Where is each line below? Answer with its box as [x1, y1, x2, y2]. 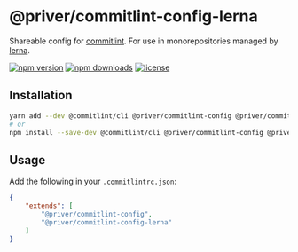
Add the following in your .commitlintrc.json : [9, 176, 177, 187]
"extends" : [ [25, 201, 74, 210]
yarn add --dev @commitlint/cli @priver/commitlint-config [9, 111, 232, 121]
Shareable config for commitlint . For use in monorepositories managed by [9, 35, 278, 46]
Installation [9, 88, 73, 103]
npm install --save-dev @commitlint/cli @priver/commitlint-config [9, 128, 264, 137]
